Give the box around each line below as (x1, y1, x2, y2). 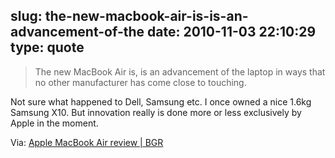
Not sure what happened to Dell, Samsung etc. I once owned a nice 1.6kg (10, 95, 312, 108)
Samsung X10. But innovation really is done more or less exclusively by (10, 106, 302, 118)
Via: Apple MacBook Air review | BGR (10, 136, 164, 148)
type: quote (10, 39, 85, 56)
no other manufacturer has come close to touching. (34, 76, 247, 88)
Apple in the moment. (10, 117, 99, 129)
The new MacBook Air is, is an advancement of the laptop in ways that (34, 65, 326, 78)
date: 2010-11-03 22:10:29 (147, 24, 317, 41)
